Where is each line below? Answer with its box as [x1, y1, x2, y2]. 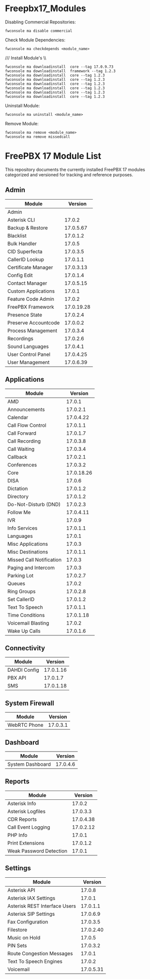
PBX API [7, 675, 27, 682]
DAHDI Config [7, 666, 40, 673]
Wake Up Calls [7, 628, 41, 634]
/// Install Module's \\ [5, 55, 46, 61]
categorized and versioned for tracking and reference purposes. [5, 171, 133, 178]
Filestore [7, 926, 28, 933]
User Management [7, 359, 50, 366]
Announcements [7, 406, 45, 413]
